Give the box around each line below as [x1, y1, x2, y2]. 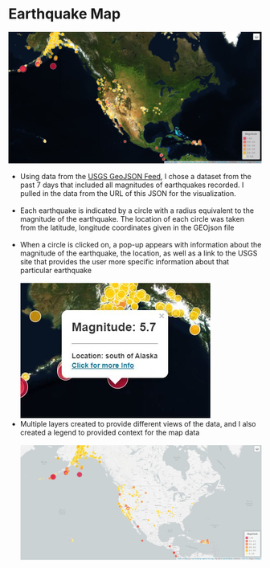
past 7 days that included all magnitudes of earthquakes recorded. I [19, 180, 244, 190]
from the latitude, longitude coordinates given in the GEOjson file [19, 223, 235, 233]
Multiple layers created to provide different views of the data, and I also [19, 419, 256, 429]
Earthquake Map [8, 5, 121, 23]
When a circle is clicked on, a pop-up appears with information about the [19, 240, 262, 250]
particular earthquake [19, 266, 92, 276]
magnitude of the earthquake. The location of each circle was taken [19, 215, 245, 224]
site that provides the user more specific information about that [19, 257, 230, 267]
